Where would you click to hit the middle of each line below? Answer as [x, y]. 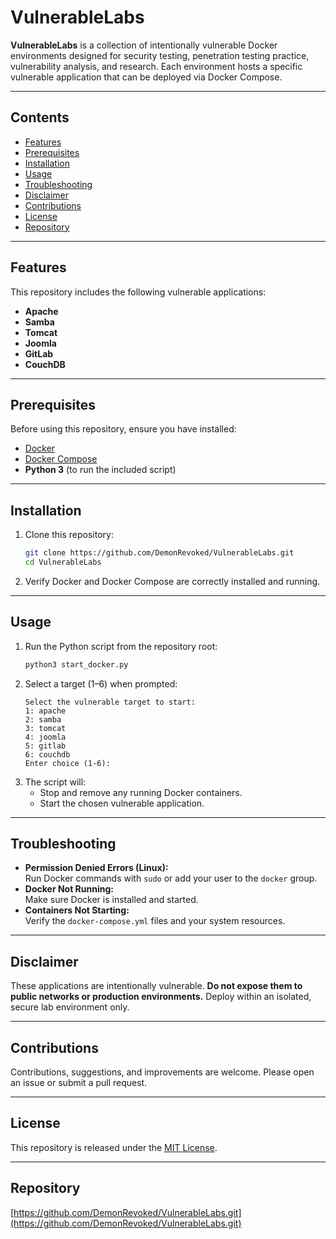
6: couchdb [47, 754]
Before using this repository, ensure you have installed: [123, 429]
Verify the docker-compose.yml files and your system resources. [155, 921]
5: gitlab [45, 746]
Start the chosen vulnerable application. [122, 803]
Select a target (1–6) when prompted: [101, 683]
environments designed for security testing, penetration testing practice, [160, 55]
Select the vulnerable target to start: [110, 702]
